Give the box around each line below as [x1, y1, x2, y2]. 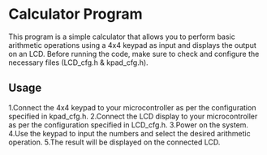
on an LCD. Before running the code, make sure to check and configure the [8, 49, 260, 58]
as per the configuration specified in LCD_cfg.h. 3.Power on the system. [8, 119, 249, 130]
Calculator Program [8, 5, 144, 24]
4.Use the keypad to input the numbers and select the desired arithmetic [8, 128, 251, 138]
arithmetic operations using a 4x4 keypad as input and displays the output [8, 40, 257, 50]
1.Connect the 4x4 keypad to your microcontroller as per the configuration [8, 102, 256, 112]
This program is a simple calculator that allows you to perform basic [8, 32, 235, 41]
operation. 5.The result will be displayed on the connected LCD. [8, 137, 221, 147]
